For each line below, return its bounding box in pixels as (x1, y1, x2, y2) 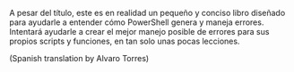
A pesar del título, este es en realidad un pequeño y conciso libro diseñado (9, 8, 286, 18)
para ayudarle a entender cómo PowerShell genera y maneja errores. (9, 17, 264, 28)
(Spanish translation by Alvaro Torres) (9, 53, 150, 63)
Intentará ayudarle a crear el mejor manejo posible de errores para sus (9, 27, 270, 36)
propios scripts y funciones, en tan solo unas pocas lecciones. (9, 36, 240, 46)
